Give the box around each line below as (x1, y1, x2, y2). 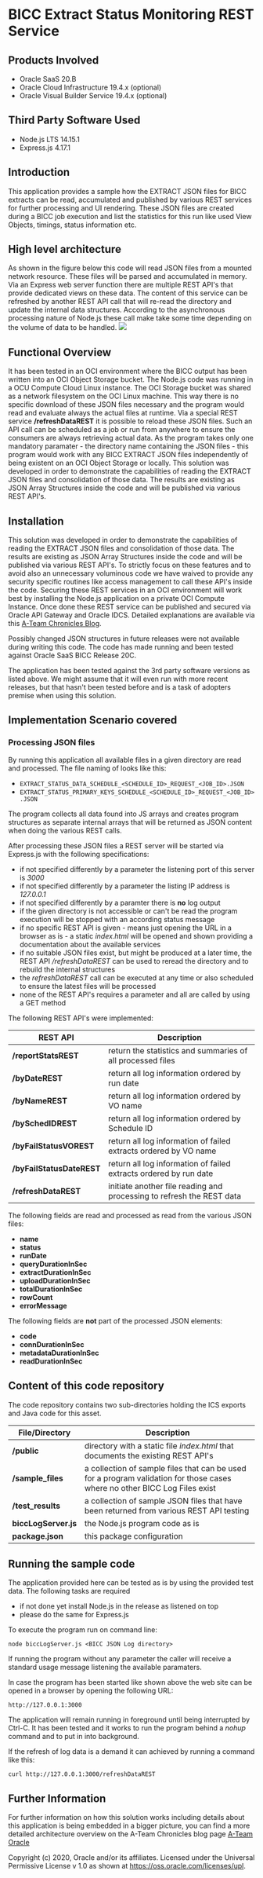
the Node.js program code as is (84, 1517, 200, 1528)
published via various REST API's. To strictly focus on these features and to (8, 560, 251, 570)
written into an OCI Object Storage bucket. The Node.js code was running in (8, 375, 254, 384)
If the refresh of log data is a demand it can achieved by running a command (8, 1747, 255, 1756)
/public (12, 1445, 39, 1456)
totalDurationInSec (19, 1284, 83, 1294)
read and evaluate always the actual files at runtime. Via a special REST (8, 408, 239, 418)
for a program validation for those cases (84, 1473, 232, 1484)
